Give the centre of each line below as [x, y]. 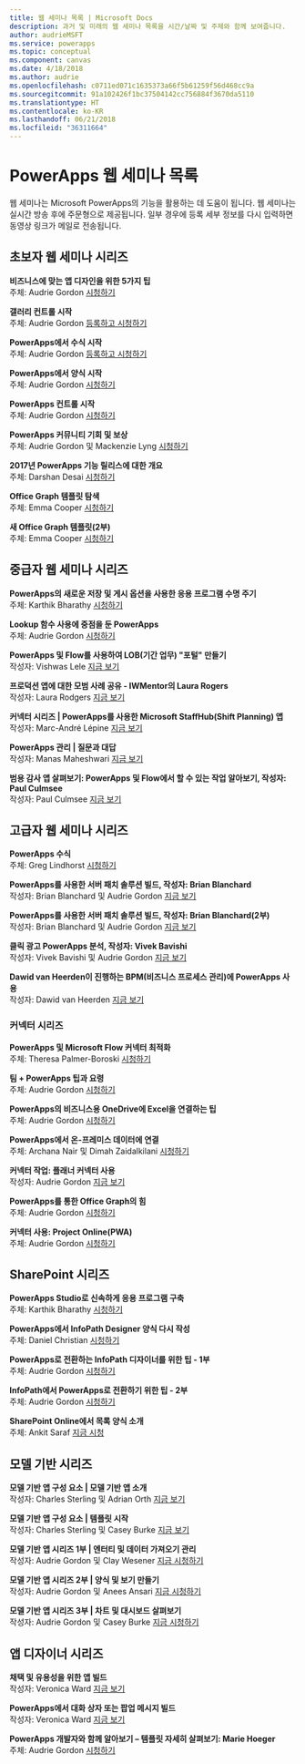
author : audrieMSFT [46, 35]
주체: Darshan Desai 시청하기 [62, 477]
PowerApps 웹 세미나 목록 [104, 176]
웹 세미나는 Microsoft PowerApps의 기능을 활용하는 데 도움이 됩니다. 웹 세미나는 [153, 202]
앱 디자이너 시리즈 [56, 1653]
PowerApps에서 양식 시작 [56, 373]
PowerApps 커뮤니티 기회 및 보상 [69, 435]
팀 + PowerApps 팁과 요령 [57, 1078]
